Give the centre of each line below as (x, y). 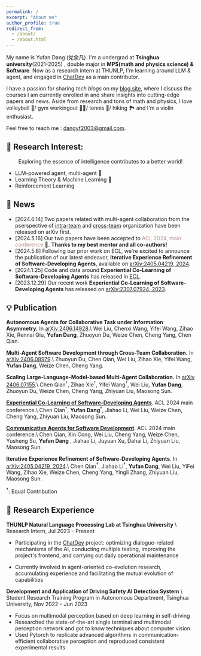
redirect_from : (25, 28)
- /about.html (29, 40)
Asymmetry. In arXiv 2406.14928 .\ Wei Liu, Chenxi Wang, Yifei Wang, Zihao (100, 329)
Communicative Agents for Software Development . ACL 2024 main (91, 428)
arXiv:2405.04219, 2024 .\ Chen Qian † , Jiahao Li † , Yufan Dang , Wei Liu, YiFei (100, 465)
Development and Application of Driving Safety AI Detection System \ (94, 591)
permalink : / (22, 12)
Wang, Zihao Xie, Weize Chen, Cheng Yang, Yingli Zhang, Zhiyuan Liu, (93, 472)
